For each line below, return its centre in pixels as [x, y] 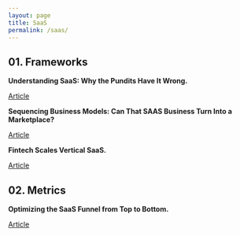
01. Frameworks [48, 62]
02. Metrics [37, 190]
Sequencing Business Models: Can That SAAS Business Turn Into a [120, 112]
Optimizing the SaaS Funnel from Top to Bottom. [89, 209]
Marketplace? [31, 120]
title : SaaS [28, 23]
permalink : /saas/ [38, 30]
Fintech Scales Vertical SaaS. [57, 150]
